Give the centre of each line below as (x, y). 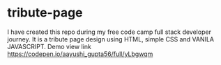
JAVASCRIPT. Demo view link (49, 46)
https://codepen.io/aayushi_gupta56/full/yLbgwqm (80, 54)
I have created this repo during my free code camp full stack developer (109, 32)
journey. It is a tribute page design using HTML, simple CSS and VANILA (111, 39)
